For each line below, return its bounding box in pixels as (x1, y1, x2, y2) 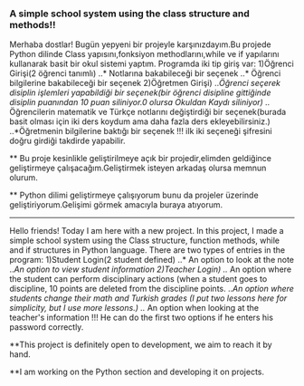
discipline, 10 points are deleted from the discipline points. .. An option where (9, 284, 294, 294)
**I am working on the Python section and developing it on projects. (9, 366, 265, 378)
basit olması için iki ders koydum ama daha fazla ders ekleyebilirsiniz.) (9, 116, 271, 127)
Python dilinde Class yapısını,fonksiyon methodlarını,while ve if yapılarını (9, 49, 280, 60)
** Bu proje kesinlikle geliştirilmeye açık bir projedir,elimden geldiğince (9, 153, 271, 164)
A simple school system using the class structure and (9, 7, 251, 20)
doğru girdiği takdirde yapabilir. (9, 135, 126, 147)
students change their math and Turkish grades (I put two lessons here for (9, 293, 288, 304)
